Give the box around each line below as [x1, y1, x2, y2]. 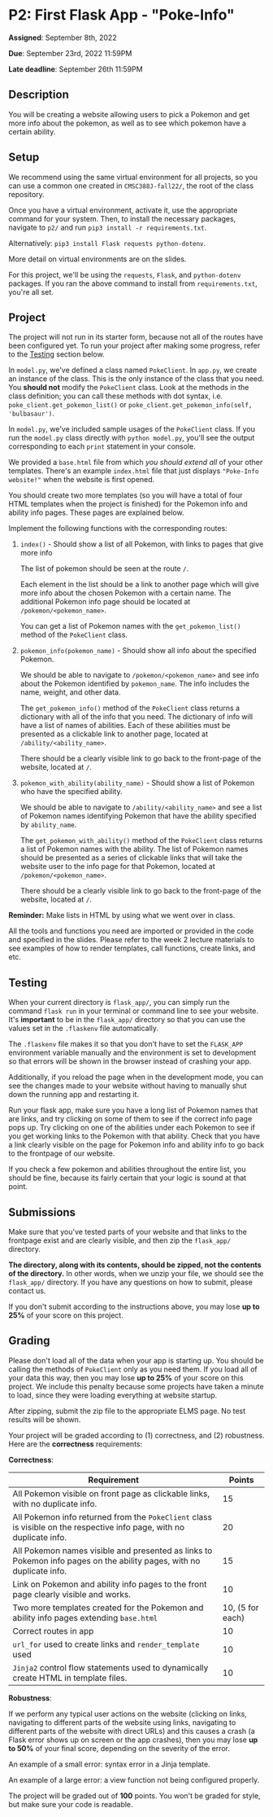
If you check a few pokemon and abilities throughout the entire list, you [8, 1165, 246, 1174]
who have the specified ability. [19, 787, 123, 797]
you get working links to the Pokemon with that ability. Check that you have [8, 1131, 260, 1141]
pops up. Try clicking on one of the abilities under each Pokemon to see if [8, 1122, 256, 1133]
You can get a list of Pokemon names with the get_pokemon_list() [19, 621, 241, 631]
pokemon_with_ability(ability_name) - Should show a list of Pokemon [19, 778, 255, 788]
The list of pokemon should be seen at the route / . [19, 564, 189, 573]
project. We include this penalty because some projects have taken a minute [8, 1381, 264, 1391]
